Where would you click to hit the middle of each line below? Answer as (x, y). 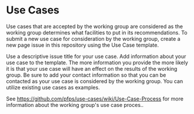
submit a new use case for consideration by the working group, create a (93, 39)
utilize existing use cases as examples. (53, 87)
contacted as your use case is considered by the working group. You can (95, 81)
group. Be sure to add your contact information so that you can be (86, 75)
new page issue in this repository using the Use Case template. (83, 45)
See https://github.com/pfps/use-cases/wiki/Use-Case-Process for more (95, 99)
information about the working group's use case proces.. (75, 105)
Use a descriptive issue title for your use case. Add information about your (96, 56)
